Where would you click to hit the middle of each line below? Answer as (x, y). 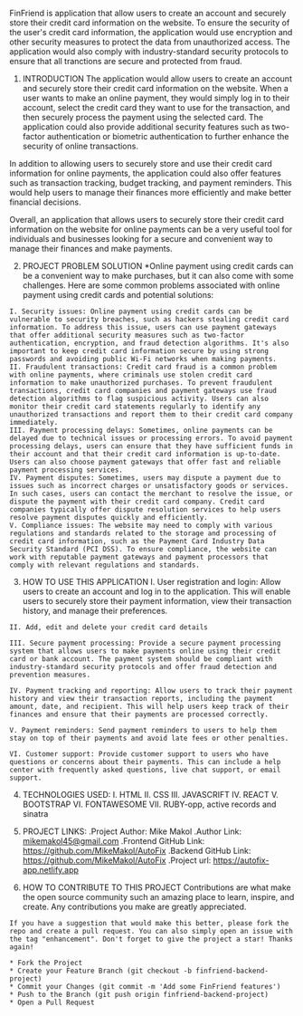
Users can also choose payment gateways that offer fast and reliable (145, 462)
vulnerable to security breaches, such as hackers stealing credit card (149, 320)
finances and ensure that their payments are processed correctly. (139, 714)
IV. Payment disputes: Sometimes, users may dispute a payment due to (145, 478)
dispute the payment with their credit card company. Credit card (137, 502)
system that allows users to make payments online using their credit (145, 651)
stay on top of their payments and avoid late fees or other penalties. (149, 738)
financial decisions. (45, 202)
